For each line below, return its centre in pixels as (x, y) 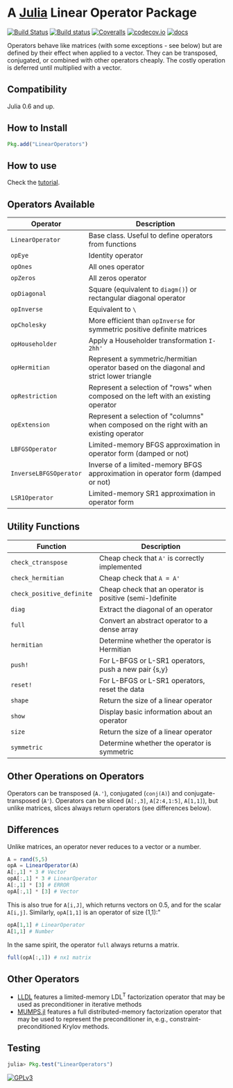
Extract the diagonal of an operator (156, 609)
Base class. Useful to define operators (150, 236)
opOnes (21, 267)
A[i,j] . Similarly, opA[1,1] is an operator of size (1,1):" (84, 912)
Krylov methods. (86, 1026)
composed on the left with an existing (149, 396)
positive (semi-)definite (138, 597)
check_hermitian (37, 578)
